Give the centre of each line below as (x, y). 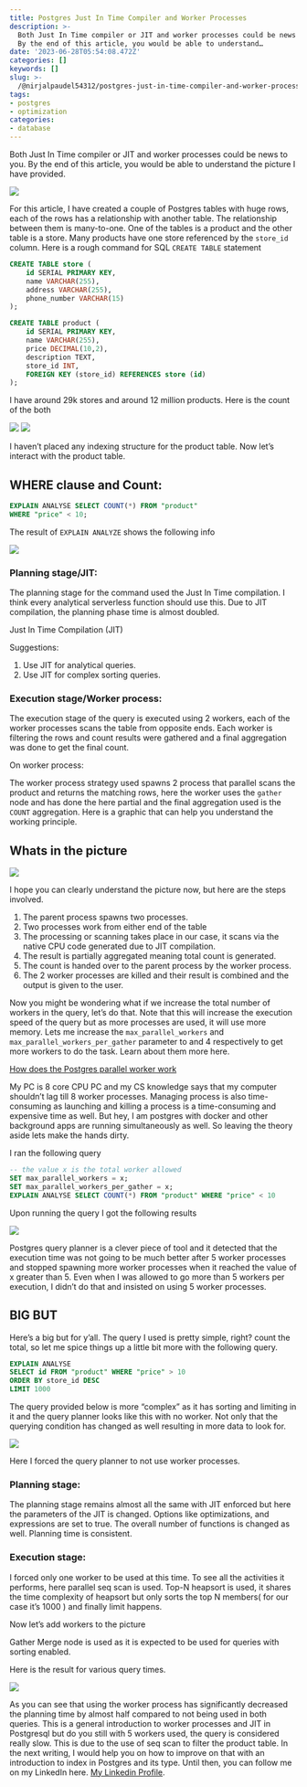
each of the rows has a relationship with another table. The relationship (143, 218)
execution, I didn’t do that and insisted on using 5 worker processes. (138, 1286)
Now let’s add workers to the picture (78, 1624)
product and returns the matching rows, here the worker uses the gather (146, 792)
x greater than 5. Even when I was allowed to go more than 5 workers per (147, 1277)
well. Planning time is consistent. (71, 1534)
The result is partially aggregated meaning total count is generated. (149, 956)
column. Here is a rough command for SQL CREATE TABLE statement (136, 247)
